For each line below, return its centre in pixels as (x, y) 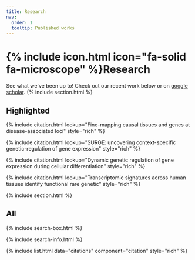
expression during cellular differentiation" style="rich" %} (76, 166)
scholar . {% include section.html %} (49, 92)
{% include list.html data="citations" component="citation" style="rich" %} (97, 251)
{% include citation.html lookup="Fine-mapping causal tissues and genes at (98, 125)
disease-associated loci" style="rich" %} (56, 131)
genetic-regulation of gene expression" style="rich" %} (73, 149)
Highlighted (28, 110)
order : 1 (22, 22)
